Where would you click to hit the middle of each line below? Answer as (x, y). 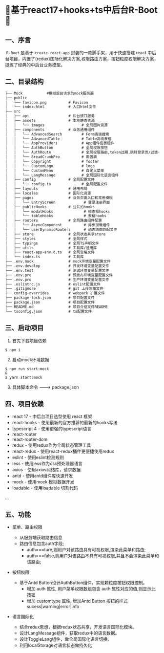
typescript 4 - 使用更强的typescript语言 (52, 429)
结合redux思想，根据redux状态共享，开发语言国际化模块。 (78, 627)
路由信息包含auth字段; (42, 544)
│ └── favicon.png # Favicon (47, 102)
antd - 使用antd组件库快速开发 (42, 476)
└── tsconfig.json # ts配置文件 (48, 311)
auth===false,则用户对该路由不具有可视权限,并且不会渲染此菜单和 (93, 556)
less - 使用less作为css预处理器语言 (47, 464)
